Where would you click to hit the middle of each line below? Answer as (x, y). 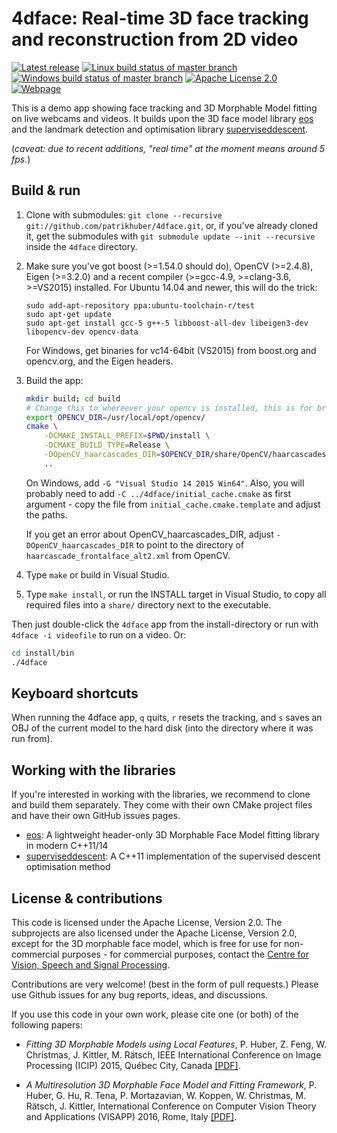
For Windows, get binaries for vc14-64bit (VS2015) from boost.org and (171, 350)
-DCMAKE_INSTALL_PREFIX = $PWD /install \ (127, 436)
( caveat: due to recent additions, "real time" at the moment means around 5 (168, 148)
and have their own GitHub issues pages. (96, 816)
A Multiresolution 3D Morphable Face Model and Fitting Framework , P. (171, 1084)
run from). (32, 739)
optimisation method (68, 867)
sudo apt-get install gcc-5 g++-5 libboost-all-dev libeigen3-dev (167, 323)
